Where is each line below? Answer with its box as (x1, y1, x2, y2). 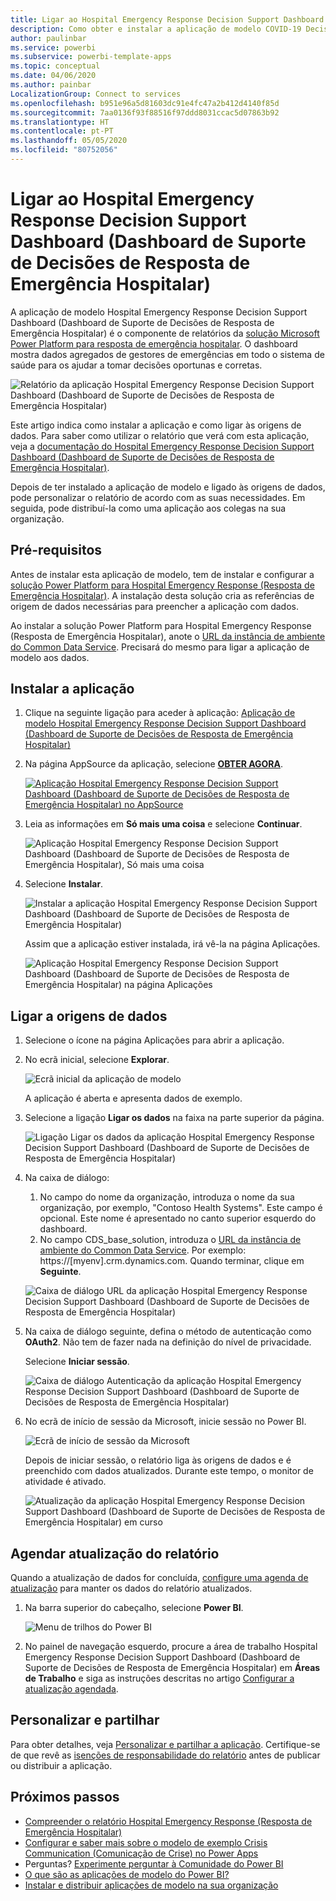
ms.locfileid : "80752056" (10, 145, 118, 155)
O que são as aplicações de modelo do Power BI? (24, 1868, 230, 1880)
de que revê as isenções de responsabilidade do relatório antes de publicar (10, 1749, 321, 1761)
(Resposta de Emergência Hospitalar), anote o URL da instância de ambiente (10, 630, 326, 642)
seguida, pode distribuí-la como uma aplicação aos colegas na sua (10, 502, 287, 514)
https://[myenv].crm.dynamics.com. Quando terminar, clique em (39, 1255, 305, 1267)
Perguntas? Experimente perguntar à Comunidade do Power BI (24, 1857, 284, 1870)
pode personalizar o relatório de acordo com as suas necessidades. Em (10, 491, 306, 503)
